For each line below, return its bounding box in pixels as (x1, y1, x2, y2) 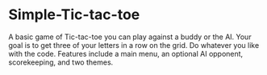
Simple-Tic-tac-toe (8, 6, 140, 24)
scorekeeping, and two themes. (8, 57, 114, 67)
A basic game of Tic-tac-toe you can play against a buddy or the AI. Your (8, 32, 252, 41)
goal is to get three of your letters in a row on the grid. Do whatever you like (8, 40, 260, 49)
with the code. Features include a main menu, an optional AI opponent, (8, 49, 244, 58)
